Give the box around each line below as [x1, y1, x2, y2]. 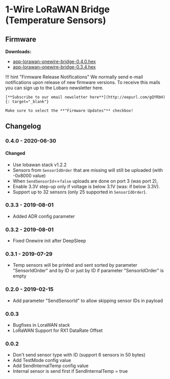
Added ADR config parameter [12, 213, 75, 219]
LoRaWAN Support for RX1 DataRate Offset [12, 327, 103, 333]
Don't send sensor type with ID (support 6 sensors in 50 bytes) [12, 352, 145, 358]
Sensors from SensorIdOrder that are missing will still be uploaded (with [12, 167, 163, 173]
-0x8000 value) [12, 172, 46, 178]
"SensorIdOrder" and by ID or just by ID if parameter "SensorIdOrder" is [12, 268, 164, 274]
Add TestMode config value [12, 357, 71, 364]
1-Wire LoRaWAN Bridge [5, 4, 110, 15]
